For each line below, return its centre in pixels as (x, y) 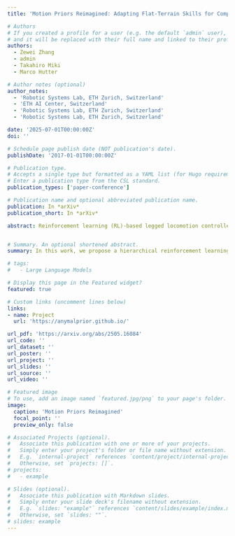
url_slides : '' (29, 367)
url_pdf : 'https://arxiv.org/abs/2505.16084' (74, 334)
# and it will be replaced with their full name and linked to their (111, 39)
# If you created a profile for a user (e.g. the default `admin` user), (117, 33)
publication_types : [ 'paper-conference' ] (69, 188)
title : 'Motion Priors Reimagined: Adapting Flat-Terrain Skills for (111, 14)
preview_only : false (43, 425)
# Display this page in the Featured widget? (74, 283)
